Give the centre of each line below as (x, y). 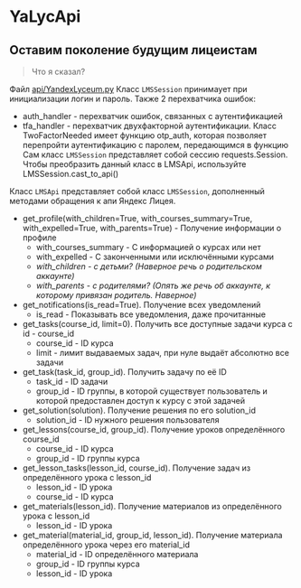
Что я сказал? (58, 71)
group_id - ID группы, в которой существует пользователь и (152, 391)
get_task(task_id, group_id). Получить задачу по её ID (125, 372)
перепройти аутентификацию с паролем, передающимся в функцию (155, 145)
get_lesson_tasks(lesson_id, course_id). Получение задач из (136, 468)
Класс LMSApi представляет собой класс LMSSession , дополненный (137, 191)
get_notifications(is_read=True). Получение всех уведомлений (141, 305)
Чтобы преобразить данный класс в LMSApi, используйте (134, 164)
